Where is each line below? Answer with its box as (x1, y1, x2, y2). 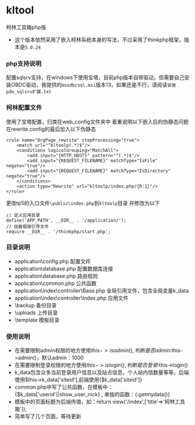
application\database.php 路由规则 (14, 272, 98, 279)
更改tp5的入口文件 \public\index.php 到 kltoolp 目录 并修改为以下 (6, 199, 161, 206)
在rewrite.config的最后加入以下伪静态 (6, 125, 96, 132)
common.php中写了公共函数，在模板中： (14, 383, 113, 390)
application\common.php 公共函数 (14, 280, 97, 287)
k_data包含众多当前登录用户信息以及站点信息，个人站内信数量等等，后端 (14, 369, 189, 376)
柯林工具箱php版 (6, 23, 47, 30)
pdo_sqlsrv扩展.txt (6, 89, 52, 95)
